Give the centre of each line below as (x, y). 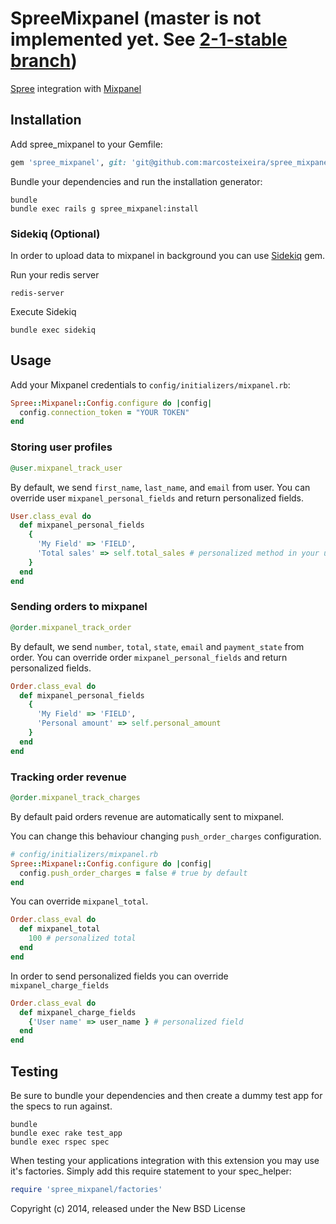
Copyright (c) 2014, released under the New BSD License (128, 1208)
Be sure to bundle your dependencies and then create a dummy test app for (166, 1095)
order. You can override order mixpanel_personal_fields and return (149, 657)
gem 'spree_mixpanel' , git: (69, 162)
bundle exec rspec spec (60, 1142)
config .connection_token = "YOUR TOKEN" (104, 412)
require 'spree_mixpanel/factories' (86, 1189)
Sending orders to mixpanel (79, 607)
